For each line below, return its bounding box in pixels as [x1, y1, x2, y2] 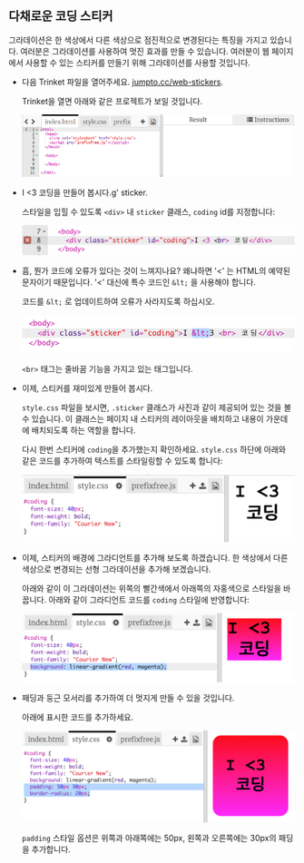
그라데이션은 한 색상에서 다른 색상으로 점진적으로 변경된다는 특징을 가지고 [8, 34, 269, 45]
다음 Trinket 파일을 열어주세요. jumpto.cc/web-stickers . [21, 76, 224, 87]
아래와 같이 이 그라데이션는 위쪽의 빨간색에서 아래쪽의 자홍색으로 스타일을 [21, 584, 282, 594]
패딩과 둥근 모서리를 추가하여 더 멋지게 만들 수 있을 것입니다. [21, 692, 235, 703]
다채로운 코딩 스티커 [8, 8, 113, 25]
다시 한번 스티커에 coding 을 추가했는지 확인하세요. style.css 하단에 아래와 [21, 444, 287, 456]
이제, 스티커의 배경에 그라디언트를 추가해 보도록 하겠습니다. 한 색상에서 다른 [21, 553, 289, 564]
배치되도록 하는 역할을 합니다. [31, 425, 136, 436]
